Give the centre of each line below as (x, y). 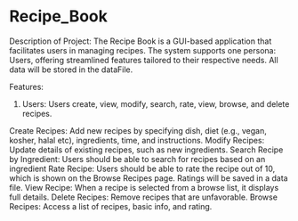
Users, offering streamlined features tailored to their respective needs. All (144, 60)
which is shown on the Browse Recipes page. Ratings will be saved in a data (149, 178)
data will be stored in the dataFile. (71, 70)
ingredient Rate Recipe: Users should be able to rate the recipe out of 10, (142, 168)
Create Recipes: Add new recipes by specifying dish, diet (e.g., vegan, (138, 130)
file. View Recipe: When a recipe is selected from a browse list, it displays (144, 187)
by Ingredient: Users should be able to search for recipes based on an (137, 159)
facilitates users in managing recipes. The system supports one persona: (143, 50)
